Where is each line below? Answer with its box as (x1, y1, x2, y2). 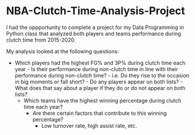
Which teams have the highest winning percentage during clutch (23, 97, 182, 104)
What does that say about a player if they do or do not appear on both (14, 84, 186, 91)
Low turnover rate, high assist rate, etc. (41, 122, 138, 129)
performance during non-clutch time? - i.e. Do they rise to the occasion (14, 72, 190, 79)
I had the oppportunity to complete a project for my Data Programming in (6, 24, 184, 31)
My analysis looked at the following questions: (6, 47, 119, 54)
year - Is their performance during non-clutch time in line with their (14, 65, 178, 72)
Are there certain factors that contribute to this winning (32, 110, 167, 117)
